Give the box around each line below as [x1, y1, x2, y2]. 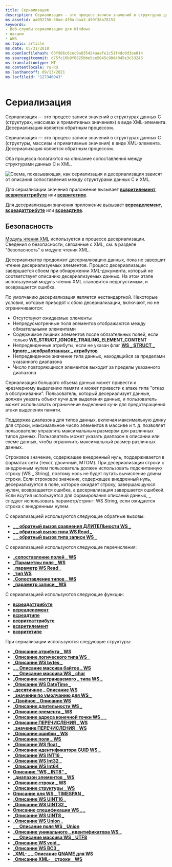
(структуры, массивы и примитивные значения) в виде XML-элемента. [5, 140, 161, 146]
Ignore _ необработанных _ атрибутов [12, 348, 98, 354]
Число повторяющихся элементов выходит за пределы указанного [12, 364, 160, 370]
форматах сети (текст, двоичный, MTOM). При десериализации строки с [5, 459, 165, 465]
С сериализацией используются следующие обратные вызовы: [5, 513, 145, 519]
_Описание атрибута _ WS [12, 648, 72, 655]
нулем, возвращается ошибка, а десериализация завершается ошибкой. [5, 486, 165, 493]
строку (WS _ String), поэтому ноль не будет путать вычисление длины [5, 470, 161, 476]
